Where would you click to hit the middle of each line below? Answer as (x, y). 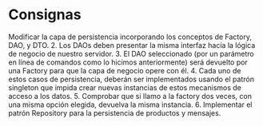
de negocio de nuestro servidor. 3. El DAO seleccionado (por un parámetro (131, 53)
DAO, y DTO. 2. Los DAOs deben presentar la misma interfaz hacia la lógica (132, 45)
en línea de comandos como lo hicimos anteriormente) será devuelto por (128, 62)
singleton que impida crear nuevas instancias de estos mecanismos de (125, 87)
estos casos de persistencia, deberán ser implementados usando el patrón (131, 79)
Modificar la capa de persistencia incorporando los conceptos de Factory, (130, 37)
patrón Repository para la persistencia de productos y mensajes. (115, 112)
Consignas (45, 15)
